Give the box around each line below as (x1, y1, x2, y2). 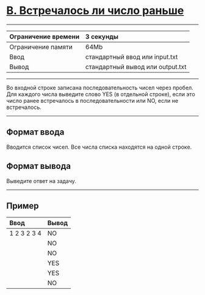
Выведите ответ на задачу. (6, 177, 76, 184)
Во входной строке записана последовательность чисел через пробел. (6, 84, 193, 91)
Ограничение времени (9, 32, 80, 40)
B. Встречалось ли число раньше (6, 4, 184, 18)
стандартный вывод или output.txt (85, 62, 187, 71)
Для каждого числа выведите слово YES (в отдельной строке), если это (6, 90, 195, 98)
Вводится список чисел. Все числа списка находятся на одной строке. (6, 143, 192, 151)
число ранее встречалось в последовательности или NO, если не (6, 97, 179, 104)
